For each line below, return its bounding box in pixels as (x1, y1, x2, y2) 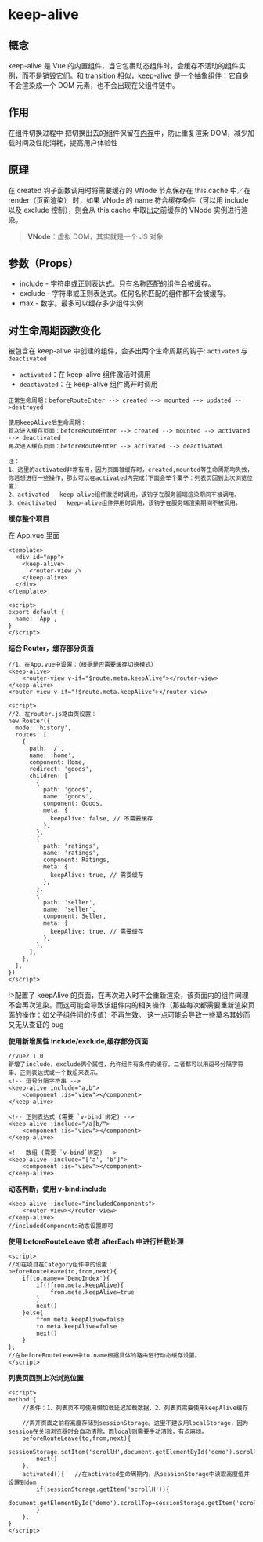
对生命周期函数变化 (8, 323, 101, 337)
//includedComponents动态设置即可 (8, 1222, 113, 1230)
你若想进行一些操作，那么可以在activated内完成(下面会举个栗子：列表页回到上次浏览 (8, 474, 247, 482)
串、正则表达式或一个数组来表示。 (8, 1069, 102, 1077)
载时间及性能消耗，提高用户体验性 (8, 137, 118, 147)
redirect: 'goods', (28, 766, 92, 773)
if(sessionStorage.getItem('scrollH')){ (36, 1485, 170, 1493)
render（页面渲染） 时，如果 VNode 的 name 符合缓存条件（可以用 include (8, 195, 249, 205)
